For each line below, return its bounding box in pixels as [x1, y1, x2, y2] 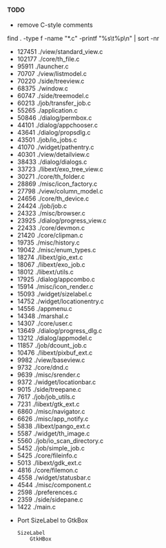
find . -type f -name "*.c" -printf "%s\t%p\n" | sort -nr [7, 35, 160, 43]
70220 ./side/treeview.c [17, 77, 85, 86]
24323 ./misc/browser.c [17, 209, 86, 218]
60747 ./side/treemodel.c [17, 92, 90, 100]
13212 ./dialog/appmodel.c [17, 334, 92, 342]
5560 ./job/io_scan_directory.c [17, 437, 104, 445]
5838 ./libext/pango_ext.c [17, 422, 91, 431]
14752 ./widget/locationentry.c [17, 297, 105, 305]
